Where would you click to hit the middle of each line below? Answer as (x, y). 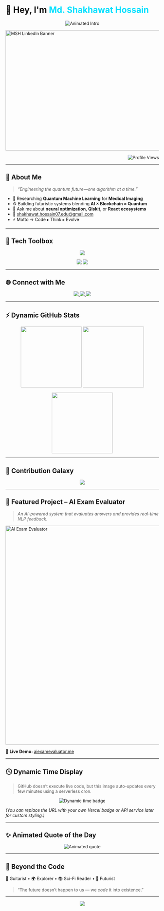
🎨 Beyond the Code (35, 866)
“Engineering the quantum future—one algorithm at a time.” (77, 189)
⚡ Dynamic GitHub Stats (43, 315)
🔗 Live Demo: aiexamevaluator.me (40, 751)
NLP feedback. (32, 519)
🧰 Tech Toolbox (29, 241)
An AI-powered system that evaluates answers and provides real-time (88, 514)
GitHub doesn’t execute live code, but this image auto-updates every (86, 786)
